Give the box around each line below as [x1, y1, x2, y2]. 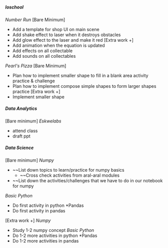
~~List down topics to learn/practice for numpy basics [12, 167, 124, 173]
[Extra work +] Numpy [5, 217, 51, 223]
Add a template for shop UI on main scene [12, 26, 99, 32]
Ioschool [5, 4, 24, 10]
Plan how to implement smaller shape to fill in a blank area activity [12, 72, 148, 78]
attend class [12, 128, 38, 134]
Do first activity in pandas [12, 207, 65, 213]
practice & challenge [12, 78, 55, 84]
